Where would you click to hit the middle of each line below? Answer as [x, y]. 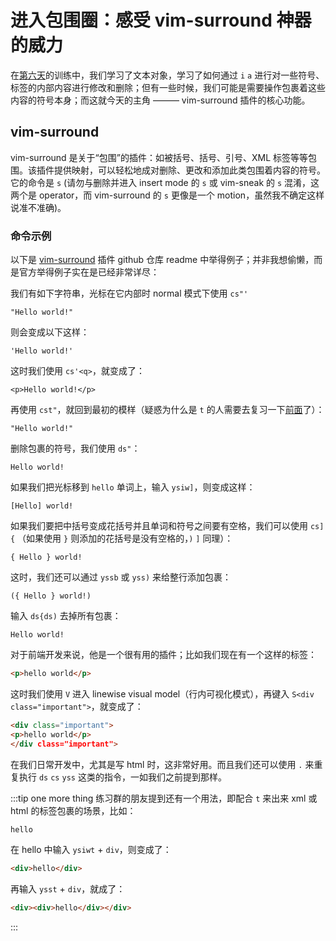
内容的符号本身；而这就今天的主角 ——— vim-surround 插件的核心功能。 [160, 100]
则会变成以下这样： [50, 332]
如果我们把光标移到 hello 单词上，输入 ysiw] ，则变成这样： [133, 487]
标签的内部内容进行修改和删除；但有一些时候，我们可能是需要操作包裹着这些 [168, 87]
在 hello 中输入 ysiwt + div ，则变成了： [91, 850]
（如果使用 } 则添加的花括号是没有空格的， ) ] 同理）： [125, 538]
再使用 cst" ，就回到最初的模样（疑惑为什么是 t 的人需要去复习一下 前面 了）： [167, 410]
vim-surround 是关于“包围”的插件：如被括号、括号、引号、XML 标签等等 [159, 157]
